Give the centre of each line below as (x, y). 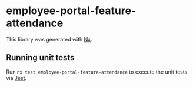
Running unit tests (40, 58)
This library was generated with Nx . (49, 39)
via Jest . (16, 78)
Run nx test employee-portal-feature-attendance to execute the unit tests (97, 72)
